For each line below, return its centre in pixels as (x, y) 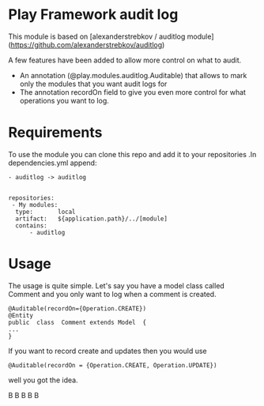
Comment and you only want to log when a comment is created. (112, 294)
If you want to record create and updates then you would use (107, 351)
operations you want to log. (64, 100)
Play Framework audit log (93, 15)
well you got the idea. (43, 380)
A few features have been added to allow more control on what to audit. (125, 60)
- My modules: (35, 205)
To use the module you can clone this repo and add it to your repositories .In (132, 154)
